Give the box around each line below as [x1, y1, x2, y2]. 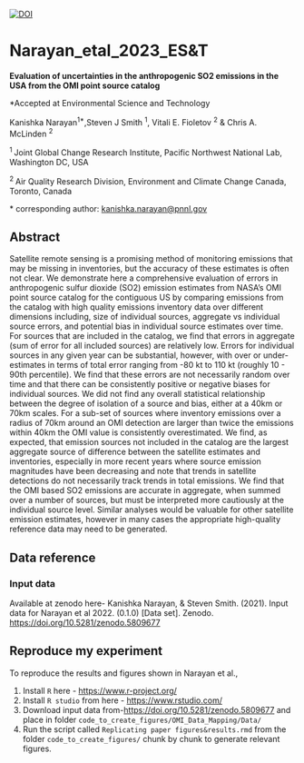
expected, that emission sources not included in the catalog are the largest [9, 437, 289, 448]
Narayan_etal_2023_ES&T [9, 41, 209, 61]
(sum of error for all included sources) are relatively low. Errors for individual [9, 341, 295, 352]
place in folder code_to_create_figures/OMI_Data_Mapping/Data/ [22, 714, 261, 725]
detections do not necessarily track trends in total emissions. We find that [9, 475, 285, 486]
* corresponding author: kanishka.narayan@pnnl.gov [9, 203, 208, 213]
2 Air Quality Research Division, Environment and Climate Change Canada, [9, 173, 287, 186]
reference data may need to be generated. [9, 523, 168, 535]
